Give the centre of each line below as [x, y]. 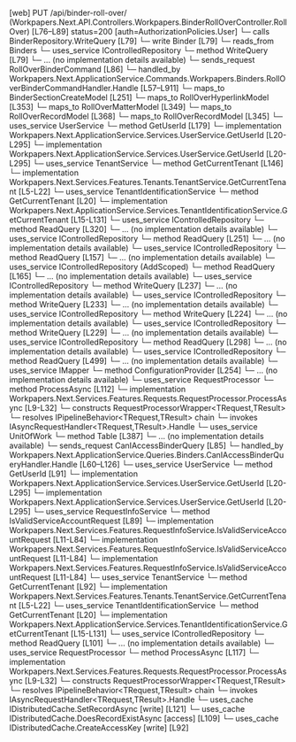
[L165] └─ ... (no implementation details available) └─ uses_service [131, 276]
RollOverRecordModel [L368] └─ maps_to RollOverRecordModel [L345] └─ [146, 116]
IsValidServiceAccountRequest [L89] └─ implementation [112, 521]
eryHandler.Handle [43, 464]
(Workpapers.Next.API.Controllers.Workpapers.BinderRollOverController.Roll [148, 22]
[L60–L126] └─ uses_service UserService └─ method [176, 464]
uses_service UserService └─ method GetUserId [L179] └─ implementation [146, 126]
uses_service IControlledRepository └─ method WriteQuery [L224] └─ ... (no [148, 314]
